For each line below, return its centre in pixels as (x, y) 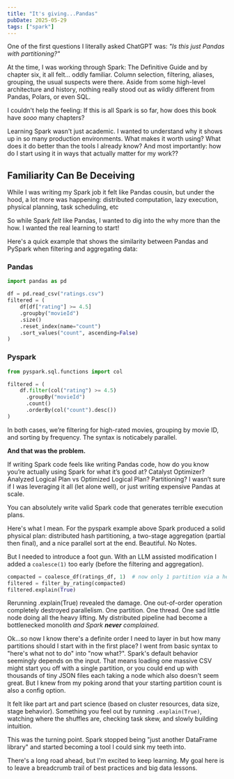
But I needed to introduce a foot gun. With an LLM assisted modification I (112, 556)
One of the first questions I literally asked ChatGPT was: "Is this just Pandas (116, 47)
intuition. (20, 726)
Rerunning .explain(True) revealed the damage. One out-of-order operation (115, 603)
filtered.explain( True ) (42, 589)
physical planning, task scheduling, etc (63, 207)
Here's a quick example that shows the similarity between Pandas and (108, 242)
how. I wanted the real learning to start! (63, 228)
